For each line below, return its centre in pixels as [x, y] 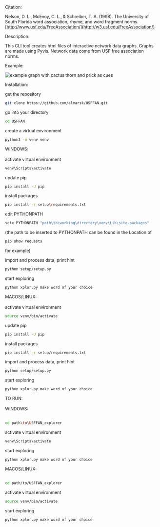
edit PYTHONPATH [24, 214]
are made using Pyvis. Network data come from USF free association [74, 51]
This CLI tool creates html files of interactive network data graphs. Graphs [79, 46]
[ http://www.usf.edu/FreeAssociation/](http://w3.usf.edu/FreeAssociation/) [80, 27]
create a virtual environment [33, 130]
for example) [18, 251]
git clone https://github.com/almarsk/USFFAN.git [57, 103]
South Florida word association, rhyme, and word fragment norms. [72, 22]
